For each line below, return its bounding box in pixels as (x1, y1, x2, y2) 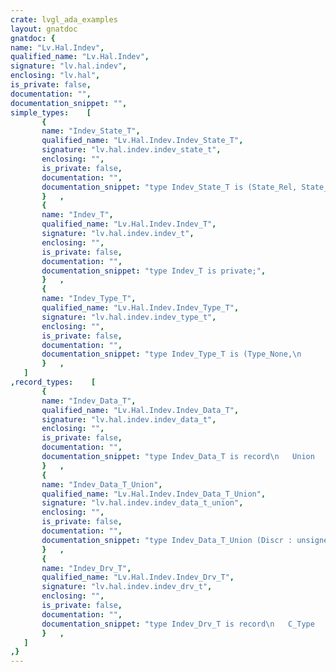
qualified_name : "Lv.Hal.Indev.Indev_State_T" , (41, 136, 244, 146)
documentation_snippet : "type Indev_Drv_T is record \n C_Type (41, 619, 315, 629)
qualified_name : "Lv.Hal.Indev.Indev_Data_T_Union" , (41, 489, 267, 499)
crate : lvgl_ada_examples (10, 14, 118, 25)
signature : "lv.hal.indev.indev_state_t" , (41, 145, 222, 155)
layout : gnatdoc (10, 24, 78, 34)
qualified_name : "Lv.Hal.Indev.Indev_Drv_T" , (41, 572, 235, 583)
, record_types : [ (10, 377, 97, 387)
